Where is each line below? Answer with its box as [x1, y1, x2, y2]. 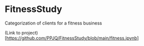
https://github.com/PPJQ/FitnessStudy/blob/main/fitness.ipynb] [6, 35, 139, 41]
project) [21, 29, 39, 35]
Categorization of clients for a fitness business [5, 20, 102, 26]
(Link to [5, 29, 21, 35]
